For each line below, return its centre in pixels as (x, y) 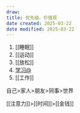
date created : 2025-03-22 (39, 23)
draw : (13, 12)
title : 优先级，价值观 (32, 18)
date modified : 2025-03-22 (40, 29)
